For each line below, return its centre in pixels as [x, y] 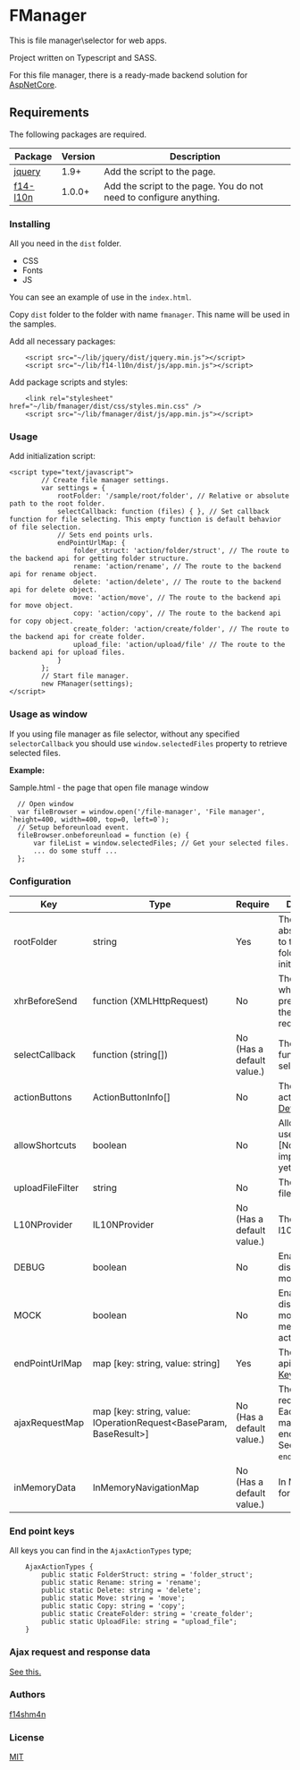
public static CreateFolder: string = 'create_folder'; [147, 1614]
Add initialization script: [52, 456]
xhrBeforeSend [46, 1000]
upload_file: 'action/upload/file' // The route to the [179, 645]
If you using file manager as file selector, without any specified [125, 734]
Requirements [49, 113]
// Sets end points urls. [105, 535]
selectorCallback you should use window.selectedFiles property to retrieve [148, 743]
